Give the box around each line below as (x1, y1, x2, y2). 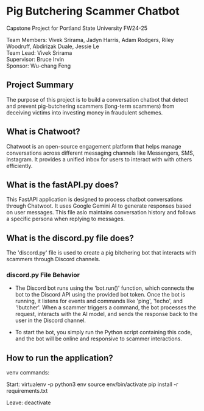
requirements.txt (6, 387, 48, 395)
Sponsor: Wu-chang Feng (6, 62, 71, 69)
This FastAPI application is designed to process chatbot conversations (6, 196, 183, 203)
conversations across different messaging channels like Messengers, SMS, (6, 149, 195, 156)
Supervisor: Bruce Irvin (6, 55, 65, 63)
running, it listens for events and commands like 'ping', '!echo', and (15, 297, 183, 305)
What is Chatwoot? (6, 127, 80, 137)
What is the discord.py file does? (6, 233, 134, 243)
